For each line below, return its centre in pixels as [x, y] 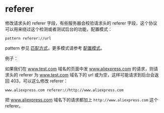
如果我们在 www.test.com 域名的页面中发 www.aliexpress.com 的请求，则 [80, 69]
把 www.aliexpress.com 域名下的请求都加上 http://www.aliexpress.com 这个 [82, 100]
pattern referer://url [28, 38]
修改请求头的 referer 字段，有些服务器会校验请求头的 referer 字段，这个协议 [81, 23]
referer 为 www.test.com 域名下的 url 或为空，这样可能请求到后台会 [87, 75]
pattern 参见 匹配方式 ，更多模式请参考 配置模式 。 [55, 48]
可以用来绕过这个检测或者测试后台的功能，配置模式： [59, 29]
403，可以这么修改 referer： [39, 81]
